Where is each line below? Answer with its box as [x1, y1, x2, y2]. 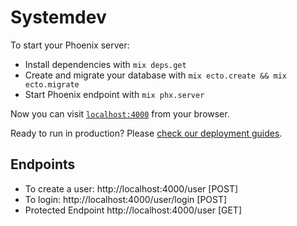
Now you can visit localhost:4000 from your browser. [10, 107, 230, 120]
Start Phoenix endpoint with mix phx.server [24, 88, 205, 100]
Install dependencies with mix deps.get [24, 58, 187, 70]
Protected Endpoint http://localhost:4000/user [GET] [24, 204, 243, 216]
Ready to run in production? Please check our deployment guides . [10, 127, 283, 139]
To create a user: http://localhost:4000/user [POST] [24, 182, 239, 195]
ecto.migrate [24, 79, 80, 90]
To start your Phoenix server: [10, 39, 130, 51]
